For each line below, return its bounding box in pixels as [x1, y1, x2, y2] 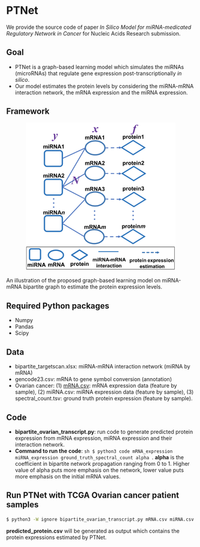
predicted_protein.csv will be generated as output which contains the [6, 527, 180, 534]
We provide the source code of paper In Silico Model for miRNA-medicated [6, 23, 192, 31]
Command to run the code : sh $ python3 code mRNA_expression [14, 447, 173, 454]
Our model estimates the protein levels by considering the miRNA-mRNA [14, 82, 194, 90]
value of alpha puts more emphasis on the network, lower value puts [14, 466, 184, 474]
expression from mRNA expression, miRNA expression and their [14, 434, 172, 442]
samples [6, 500, 39, 510]
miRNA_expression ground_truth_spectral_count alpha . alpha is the [14, 453, 184, 460]
